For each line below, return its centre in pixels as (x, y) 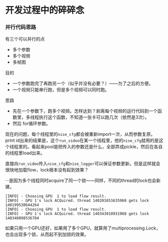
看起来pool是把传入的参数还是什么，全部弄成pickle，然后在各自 (97, 147)
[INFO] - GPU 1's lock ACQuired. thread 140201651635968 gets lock (77, 201)
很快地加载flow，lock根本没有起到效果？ (47, 170)
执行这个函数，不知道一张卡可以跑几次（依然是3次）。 (94, 117)
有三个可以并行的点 (25, 39)
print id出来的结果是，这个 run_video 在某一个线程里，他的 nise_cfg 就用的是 (82, 140)
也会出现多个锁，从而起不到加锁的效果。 (47, 234)
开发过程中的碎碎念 (45, 10)
